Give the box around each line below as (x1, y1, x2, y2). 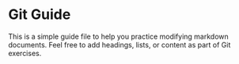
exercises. (8, 48, 42, 58)
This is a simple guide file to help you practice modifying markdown (8, 32, 230, 41)
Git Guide (8, 6, 71, 24)
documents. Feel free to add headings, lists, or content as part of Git (8, 40, 231, 49)
